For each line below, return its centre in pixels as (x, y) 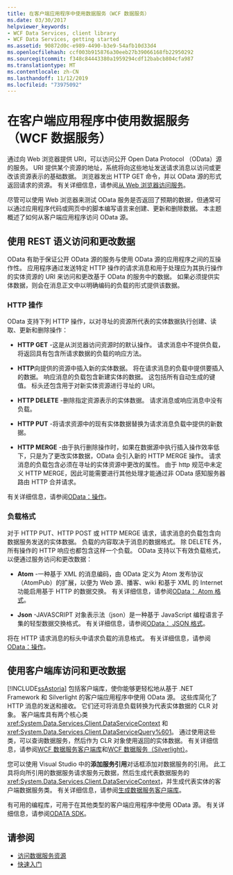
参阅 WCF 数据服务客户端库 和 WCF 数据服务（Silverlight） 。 (109, 749)
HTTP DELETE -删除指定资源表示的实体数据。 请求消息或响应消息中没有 (120, 401)
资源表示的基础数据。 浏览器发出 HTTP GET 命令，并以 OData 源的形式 (120, 176)
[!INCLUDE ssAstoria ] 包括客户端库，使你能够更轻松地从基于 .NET (100, 689)
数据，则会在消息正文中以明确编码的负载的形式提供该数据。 (98, 285)
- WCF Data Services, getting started (63, 40)
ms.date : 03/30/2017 (37, 20)
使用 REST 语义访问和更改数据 (71, 241)
